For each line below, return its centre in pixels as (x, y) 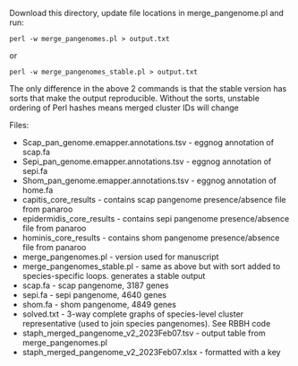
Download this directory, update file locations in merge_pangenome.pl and (147, 13)
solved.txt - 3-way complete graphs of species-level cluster (133, 314)
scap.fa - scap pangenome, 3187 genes (95, 285)
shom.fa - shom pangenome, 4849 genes (99, 305)
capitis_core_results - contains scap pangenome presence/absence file (154, 200)
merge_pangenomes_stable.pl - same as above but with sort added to (151, 266)
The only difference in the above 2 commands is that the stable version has (148, 88)
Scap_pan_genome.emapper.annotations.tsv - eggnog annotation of (148, 142)
